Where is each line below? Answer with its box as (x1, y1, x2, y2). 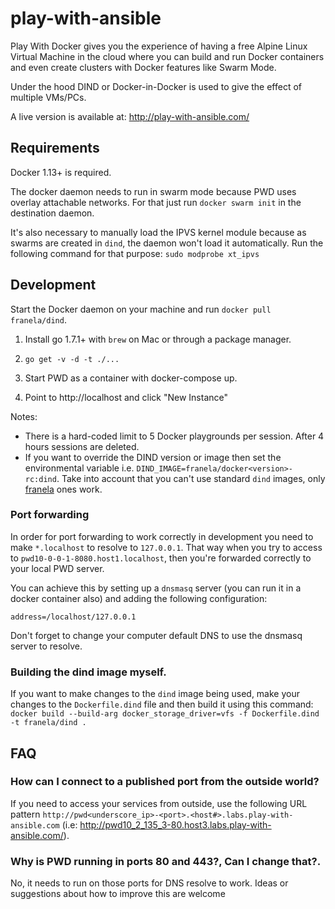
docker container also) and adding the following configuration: (10, 592, 268, 604)
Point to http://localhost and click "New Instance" (24, 391, 228, 403)
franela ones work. (24, 483, 103, 495)
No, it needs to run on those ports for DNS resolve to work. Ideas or (10, 877, 289, 889)
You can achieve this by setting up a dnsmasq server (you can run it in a (10, 582, 302, 594)
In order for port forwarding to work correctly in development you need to (10, 530, 314, 542)
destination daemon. (10, 207, 95, 219)
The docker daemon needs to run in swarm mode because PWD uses (10, 185, 297, 197)
